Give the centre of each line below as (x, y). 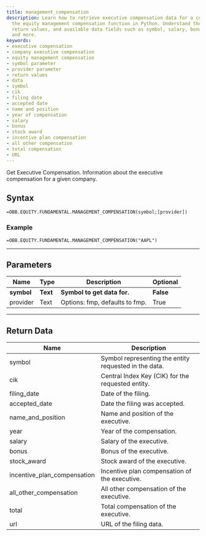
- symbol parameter (31, 63)
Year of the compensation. (139, 432)
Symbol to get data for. (95, 292)
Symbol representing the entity (145, 359)
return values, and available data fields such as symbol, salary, (100, 29)
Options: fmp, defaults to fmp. (104, 303)
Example (20, 228)
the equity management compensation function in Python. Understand (101, 23)
